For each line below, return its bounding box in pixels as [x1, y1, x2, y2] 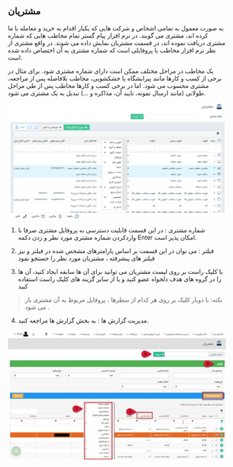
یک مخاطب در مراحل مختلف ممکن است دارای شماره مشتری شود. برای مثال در [8, 66, 214, 75]
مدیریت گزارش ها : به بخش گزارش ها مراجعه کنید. [17, 316, 149, 324]
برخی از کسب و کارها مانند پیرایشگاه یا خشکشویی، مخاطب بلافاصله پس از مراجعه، [8, 74, 222, 82]
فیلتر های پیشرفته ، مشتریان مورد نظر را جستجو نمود [17, 254, 155, 262]
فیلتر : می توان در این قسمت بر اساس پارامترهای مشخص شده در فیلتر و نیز [17, 247, 214, 255]
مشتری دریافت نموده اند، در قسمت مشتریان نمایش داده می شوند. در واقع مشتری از [8, 38, 225, 47]
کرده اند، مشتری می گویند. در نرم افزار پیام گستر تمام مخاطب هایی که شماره [8, 31, 208, 39]
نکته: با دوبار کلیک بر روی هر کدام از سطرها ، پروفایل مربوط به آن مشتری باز [24, 295, 223, 304]
